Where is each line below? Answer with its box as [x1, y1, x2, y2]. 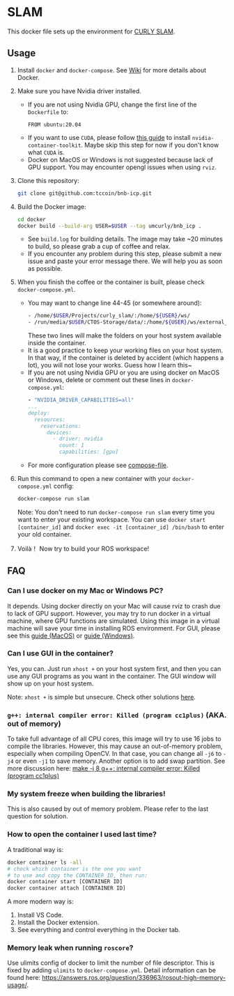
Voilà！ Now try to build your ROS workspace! [17, 544, 150, 553]
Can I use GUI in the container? [7, 649, 114, 658]
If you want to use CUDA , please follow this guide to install [27, 133, 191, 141]
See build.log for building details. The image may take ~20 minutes [27, 235, 223, 244]
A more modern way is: [7, 897, 75, 906]
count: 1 [58, 442, 85, 449]
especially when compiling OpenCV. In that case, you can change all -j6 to [7, 750, 221, 758]
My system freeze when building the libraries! [7, 789, 166, 799]
